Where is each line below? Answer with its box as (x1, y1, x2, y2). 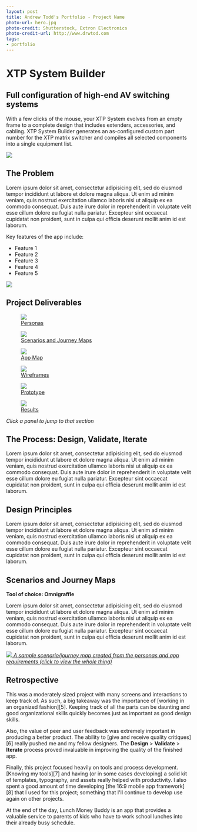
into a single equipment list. (6, 140, 73, 147)
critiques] (168, 734, 191, 741)
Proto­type (21, 389, 45, 396)
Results (21, 406, 39, 413)
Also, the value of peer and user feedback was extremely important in (6, 727, 175, 734)
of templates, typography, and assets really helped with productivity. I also (6, 776, 187, 783)
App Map (21, 354, 43, 361)
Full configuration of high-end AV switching (6, 90, 170, 100)
